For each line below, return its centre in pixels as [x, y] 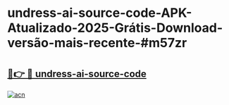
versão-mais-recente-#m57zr [97, 43]
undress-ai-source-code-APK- [100, 13]
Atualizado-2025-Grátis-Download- [115, 28]
